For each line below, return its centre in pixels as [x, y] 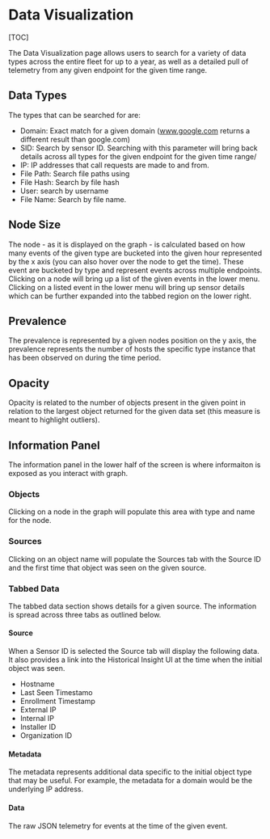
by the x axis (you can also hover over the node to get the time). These [126, 261]
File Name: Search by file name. [73, 199]
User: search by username [64, 191]
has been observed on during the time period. [85, 358]
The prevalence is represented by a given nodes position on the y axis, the [133, 340]
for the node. [30, 521]
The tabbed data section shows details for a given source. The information [133, 606]
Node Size [35, 225]
